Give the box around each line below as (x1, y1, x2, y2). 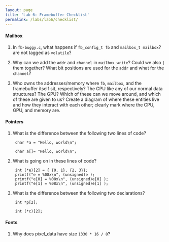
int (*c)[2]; (15, 208, 43, 214)
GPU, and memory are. (12, 107, 61, 113)
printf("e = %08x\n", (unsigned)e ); (15, 172, 95, 177)
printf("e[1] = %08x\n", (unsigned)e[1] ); (15, 181, 109, 186)
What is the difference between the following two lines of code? (12, 130, 146, 136)
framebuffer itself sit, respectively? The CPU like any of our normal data (12, 85, 163, 92)
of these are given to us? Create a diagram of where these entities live (12, 96, 160, 102)
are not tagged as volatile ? (12, 49, 72, 56)
